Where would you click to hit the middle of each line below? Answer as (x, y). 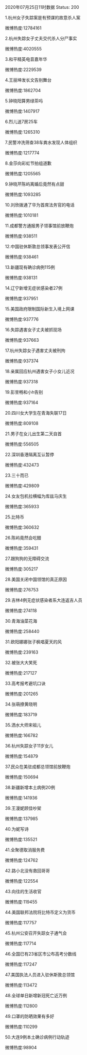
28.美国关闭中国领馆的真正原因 (36, 579)
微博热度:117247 (21, 964)
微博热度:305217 (21, 569)
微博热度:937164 (22, 402)
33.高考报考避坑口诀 (26, 683)
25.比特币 (15, 517)
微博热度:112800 (21, 1006)
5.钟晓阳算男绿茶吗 (24, 101)
